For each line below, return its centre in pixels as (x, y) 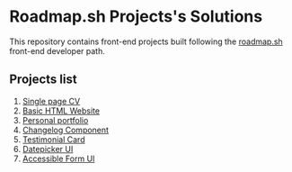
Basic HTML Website (61, 111)
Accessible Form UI (58, 158)
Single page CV (51, 101)
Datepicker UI (48, 149)
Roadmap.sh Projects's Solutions (136, 17)
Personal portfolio (55, 120)
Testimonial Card (53, 139)
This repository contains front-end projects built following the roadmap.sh (146, 41)
